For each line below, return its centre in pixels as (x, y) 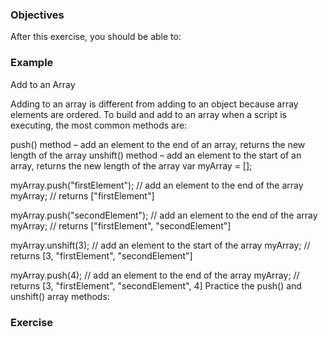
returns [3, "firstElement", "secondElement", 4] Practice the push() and (156, 285)
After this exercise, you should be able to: (96, 37)
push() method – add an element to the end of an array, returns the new (158, 144)
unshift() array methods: (60, 296)
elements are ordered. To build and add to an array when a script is (148, 114)
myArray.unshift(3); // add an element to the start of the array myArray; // (160, 245)
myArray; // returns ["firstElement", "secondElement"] (121, 225)
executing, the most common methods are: (99, 125)
